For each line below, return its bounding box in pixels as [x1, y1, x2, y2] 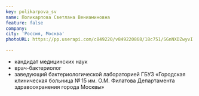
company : [5, 25, 27, 32]
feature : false [5, 20, 44, 26]
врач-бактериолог [14, 64, 62, 72]
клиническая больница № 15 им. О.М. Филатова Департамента [14, 77, 175, 84]
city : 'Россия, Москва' [5, 31, 65, 37]
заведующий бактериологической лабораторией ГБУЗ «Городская [14, 71, 186, 78]
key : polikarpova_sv [5, 8, 57, 15]
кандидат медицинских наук [14, 58, 88, 65]
